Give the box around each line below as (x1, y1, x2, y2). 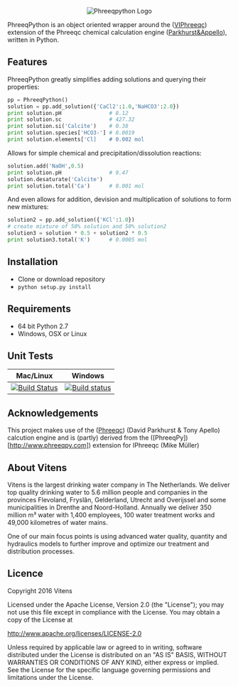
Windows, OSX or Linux (17, 329, 87, 337)
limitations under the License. (7, 673, 94, 681)
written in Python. (7, 36, 59, 44)
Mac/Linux (16, 371, 53, 381)
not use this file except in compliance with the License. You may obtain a (7, 607, 220, 616)
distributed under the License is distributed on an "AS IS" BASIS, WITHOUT (7, 650, 227, 659)
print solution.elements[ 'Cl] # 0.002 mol (7, 136, 144, 144)
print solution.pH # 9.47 (7, 169, 129, 176)
